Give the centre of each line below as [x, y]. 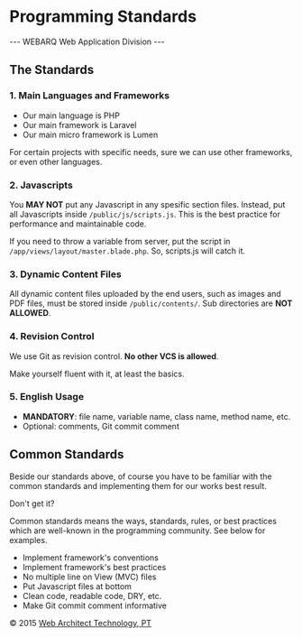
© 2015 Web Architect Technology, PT [80, 623]
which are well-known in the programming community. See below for [137, 531]
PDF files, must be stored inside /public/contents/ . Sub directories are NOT [151, 303]
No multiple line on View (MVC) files [89, 577]
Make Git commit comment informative [94, 605]
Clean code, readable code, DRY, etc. [92, 595]
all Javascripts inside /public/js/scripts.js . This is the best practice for [145, 214]
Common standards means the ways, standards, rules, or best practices [143, 521]
